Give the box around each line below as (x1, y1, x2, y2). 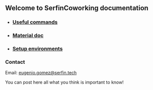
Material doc (12, 32, 44, 39)
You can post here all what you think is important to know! (5, 79, 124, 86)
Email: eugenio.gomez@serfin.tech (5, 70, 77, 76)
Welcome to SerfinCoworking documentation (5, 4, 149, 12)
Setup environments (12, 45, 63, 52)
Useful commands (12, 19, 58, 26)
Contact (5, 59, 25, 66)
